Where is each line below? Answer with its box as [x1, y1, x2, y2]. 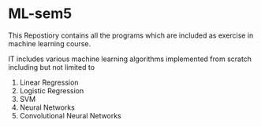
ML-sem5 [8, 5, 73, 23]
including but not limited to [8, 62, 95, 71]
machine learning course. [8, 38, 91, 48]
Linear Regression [19, 78, 79, 87]
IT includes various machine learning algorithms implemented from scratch [8, 54, 252, 63]
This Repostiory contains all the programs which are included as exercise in [8, 31, 254, 40]
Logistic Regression [19, 85, 84, 95]
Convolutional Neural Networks [19, 111, 122, 120]
